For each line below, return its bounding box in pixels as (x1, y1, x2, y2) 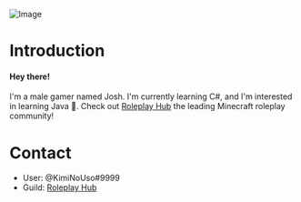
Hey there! (9, 71, 50, 82)
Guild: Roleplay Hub (22, 182, 97, 193)
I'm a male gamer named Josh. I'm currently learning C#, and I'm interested (9, 91, 293, 102)
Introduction (9, 41, 105, 61)
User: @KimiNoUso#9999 (22, 173, 120, 184)
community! (9, 110, 55, 122)
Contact (9, 142, 72, 163)
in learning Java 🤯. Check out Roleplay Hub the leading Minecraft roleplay (9, 101, 286, 112)
